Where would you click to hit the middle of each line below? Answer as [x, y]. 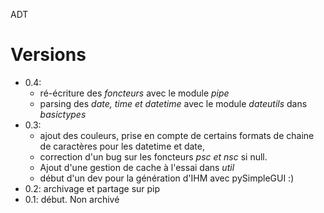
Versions [48, 55]
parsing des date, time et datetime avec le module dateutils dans [173, 103]
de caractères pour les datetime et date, [122, 146]
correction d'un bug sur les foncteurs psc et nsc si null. [153, 156]
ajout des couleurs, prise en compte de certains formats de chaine [177, 135]
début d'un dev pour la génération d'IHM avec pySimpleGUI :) [167, 178]
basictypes [63, 114]
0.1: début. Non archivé [72, 199]
